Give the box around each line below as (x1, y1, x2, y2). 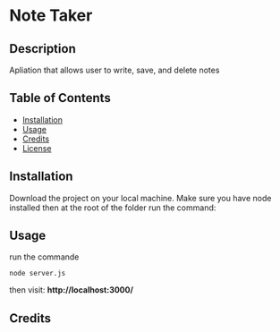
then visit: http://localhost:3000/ (9, 285, 134, 295)
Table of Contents (9, 90, 112, 106)
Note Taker (9, 5, 93, 26)
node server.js (9, 269, 66, 278)
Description (9, 41, 76, 56)
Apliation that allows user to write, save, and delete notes (9, 64, 220, 75)
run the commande (9, 251, 80, 262)
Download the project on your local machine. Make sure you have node (9, 192, 272, 203)
